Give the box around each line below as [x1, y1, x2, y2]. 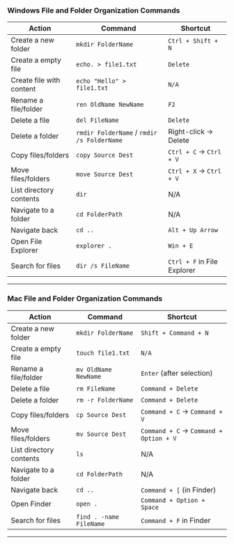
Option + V [140, 435, 177, 442]
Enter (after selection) [140, 368, 213, 378]
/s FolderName [76, 137, 123, 144]
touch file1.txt [76, 349, 130, 357]
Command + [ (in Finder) [140, 485, 217, 494]
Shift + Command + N [140, 328, 209, 337]
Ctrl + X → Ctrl [168, 166, 221, 176]
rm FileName [76, 384, 116, 393]
